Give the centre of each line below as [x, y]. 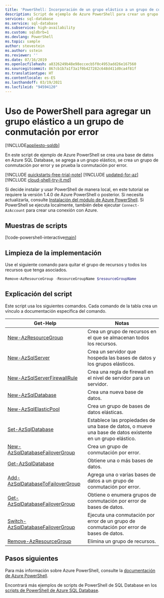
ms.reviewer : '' [21, 55]
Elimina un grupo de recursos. [122, 541]
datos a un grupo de [111, 481]
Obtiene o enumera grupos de [122, 495]
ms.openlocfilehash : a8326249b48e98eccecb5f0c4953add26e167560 [71, 64]
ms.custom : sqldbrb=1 [27, 32]
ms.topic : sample [23, 42]
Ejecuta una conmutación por [121, 515]
